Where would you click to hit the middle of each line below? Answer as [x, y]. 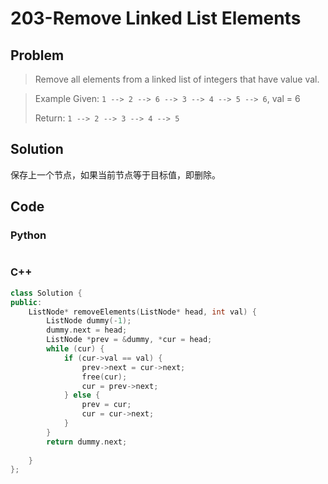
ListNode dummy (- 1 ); [89, 321]
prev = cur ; [106, 405]
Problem [37, 55]
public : [26, 302]
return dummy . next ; [87, 442]
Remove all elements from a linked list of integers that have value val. [177, 79]
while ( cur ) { [75, 349]
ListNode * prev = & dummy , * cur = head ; [129, 340]
